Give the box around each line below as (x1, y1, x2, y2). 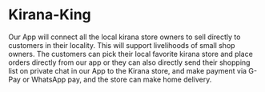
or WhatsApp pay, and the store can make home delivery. (22, 74, 212, 84)
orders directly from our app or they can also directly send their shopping (8, 58, 251, 67)
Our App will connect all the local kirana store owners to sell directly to (8, 32, 241, 42)
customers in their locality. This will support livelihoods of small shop (8, 40, 235, 50)
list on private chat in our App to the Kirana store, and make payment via (8, 66, 247, 75)
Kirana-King (8, 6, 92, 24)
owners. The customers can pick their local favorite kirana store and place (8, 49, 254, 58)
